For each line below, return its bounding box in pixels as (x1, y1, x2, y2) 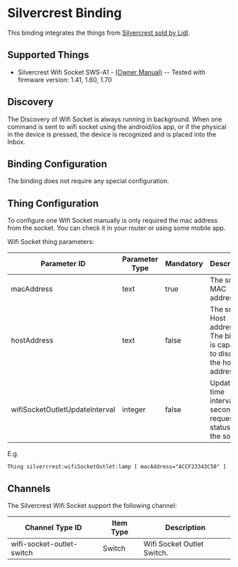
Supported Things (7, 49, 90, 61)
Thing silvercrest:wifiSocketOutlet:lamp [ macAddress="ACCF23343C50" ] (7, 463, 227, 470)
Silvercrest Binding (7, 5, 122, 21)
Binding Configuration (7, 158, 108, 170)
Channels (7, 483, 51, 495)
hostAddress (11, 336, 54, 346)
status (210, 422, 231, 432)
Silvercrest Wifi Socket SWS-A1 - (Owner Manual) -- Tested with (17, 67, 205, 76)
